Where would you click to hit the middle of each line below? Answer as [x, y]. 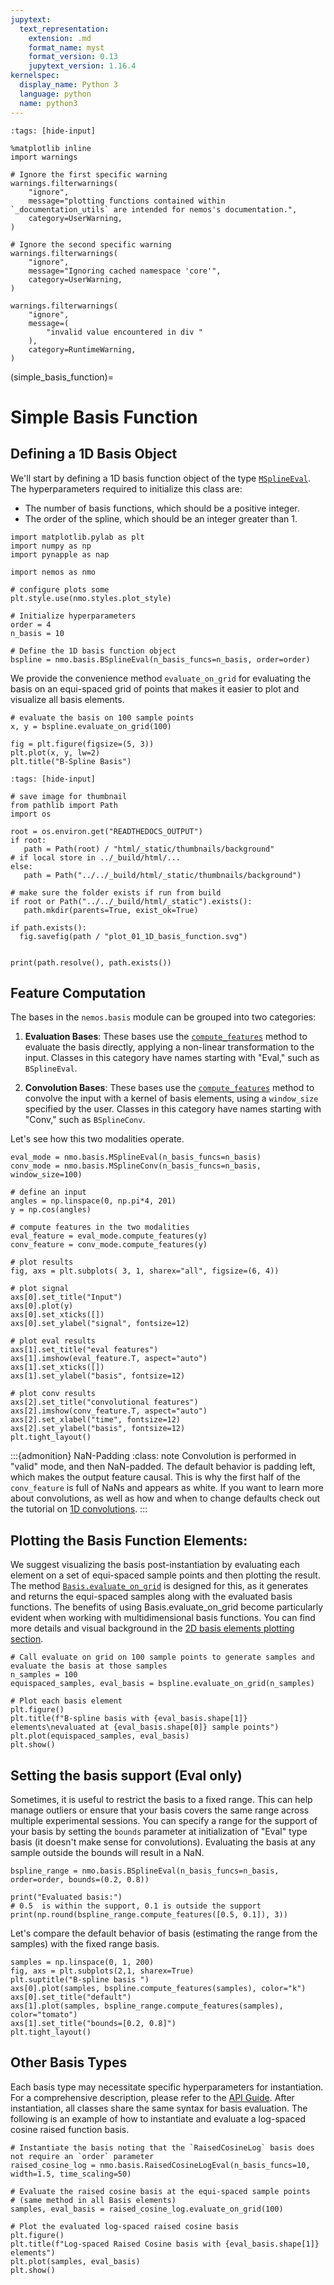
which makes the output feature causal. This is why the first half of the [155, 1477]
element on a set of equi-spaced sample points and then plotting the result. [165, 1575]
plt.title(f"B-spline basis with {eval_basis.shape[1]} [129, 1719]
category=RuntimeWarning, [82, 349]
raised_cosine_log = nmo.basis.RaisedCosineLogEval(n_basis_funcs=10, [160, 2165]
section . [27, 1639]
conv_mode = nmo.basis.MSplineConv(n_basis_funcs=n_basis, [136, 1166]
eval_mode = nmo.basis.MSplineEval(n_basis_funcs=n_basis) [136, 1157]
